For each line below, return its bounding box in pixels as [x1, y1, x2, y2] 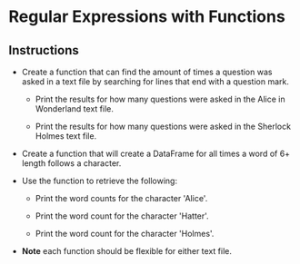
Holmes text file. [35, 131, 97, 142]
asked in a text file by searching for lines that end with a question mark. [21, 76, 290, 87]
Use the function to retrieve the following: [21, 175, 178, 186]
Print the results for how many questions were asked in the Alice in [35, 93, 285, 104]
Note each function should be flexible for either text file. [21, 246, 233, 256]
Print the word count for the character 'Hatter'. [35, 210, 210, 221]
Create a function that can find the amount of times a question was [21, 66, 273, 77]
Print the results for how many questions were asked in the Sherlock [35, 121, 292, 132]
